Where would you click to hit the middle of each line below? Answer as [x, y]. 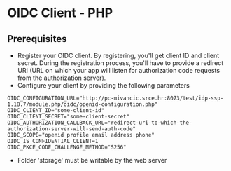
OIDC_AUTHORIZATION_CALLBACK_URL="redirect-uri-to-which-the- [100, 123]
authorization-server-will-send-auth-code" [72, 129]
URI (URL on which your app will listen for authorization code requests [119, 70]
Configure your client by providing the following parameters [104, 85]
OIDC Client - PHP [60, 13]
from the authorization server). [62, 78]
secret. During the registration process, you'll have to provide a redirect [120, 63]
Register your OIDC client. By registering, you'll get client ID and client [118, 55]
